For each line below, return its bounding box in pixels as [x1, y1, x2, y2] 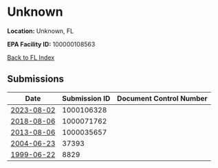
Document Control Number [116, 93, 208, 103]
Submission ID [61, 93, 111, 103]
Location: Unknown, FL [7, 27, 74, 35]
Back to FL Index [7, 53, 55, 62]
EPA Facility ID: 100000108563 [7, 40, 96, 48]
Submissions [7, 73, 64, 85]
